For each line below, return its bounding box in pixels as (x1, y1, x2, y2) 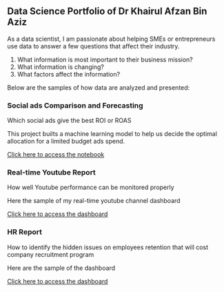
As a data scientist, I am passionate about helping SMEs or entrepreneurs (7, 35, 216, 43)
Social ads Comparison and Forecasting (7, 100, 143, 110)
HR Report (7, 227, 43, 237)
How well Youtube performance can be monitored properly (7, 183, 174, 192)
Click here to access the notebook (7, 150, 105, 159)
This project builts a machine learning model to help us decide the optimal (7, 130, 217, 138)
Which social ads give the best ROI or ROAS (7, 117, 132, 125)
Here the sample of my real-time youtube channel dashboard (7, 197, 181, 205)
